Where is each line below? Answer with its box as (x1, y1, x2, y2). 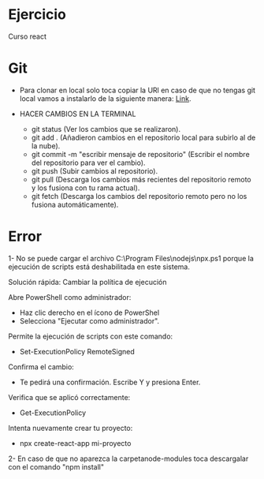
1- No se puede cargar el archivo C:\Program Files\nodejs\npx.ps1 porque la (8, 253, 254, 263)
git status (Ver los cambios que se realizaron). (31, 124, 181, 133)
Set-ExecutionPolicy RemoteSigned (19, 346, 136, 356)
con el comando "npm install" (8, 462, 105, 471)
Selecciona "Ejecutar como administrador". (19, 316, 160, 325)
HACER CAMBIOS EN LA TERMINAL (19, 109, 136, 118)
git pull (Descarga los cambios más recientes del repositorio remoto (31, 174, 251, 184)
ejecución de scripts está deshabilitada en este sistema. (8, 262, 191, 271)
